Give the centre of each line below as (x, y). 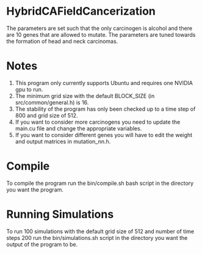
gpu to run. (29, 89)
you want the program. (35, 189)
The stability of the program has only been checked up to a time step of (105, 109)
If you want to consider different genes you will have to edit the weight (104, 135)
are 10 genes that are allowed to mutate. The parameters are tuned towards (101, 34)
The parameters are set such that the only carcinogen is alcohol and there (99, 28)
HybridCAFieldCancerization (81, 11)
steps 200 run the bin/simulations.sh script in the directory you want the (97, 237)
